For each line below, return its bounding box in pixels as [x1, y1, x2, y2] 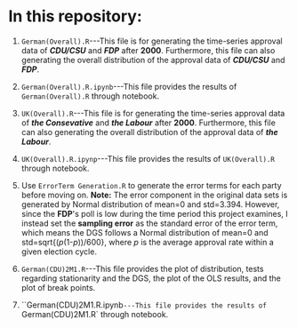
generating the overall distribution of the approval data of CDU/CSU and [20, 54, 285, 65]
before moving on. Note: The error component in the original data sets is [20, 189, 288, 200]
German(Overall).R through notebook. [20, 91, 160, 101]
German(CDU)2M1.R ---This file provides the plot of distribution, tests [20, 263, 264, 274]
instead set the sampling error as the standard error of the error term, [20, 218, 278, 228]
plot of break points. [20, 282, 96, 292]
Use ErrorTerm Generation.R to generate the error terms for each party [20, 180, 282, 190]
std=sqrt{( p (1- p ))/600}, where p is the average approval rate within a [20, 236, 275, 247]
